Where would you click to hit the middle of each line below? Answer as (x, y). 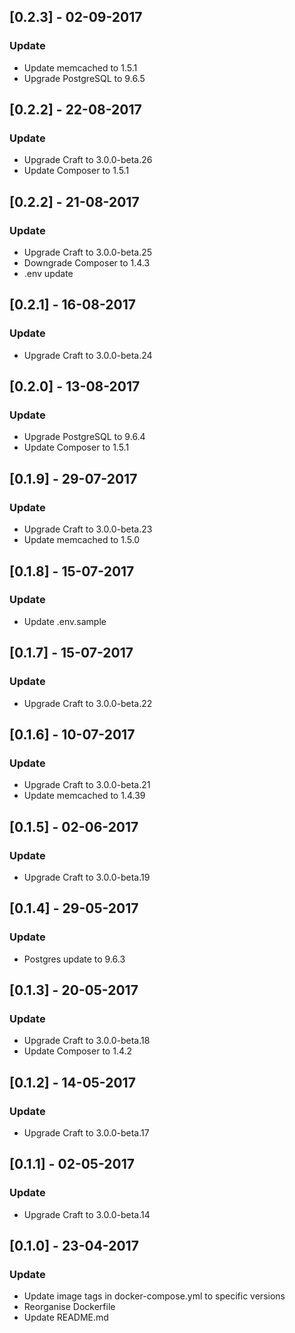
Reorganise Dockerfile (69, 1307)
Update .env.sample (65, 621)
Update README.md (66, 1317)
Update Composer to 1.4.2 (78, 1051)
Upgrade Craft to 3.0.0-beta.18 (87, 1041)
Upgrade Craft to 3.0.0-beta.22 (88, 703)
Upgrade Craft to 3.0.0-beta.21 (87, 785)
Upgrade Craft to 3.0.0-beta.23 (88, 529)
